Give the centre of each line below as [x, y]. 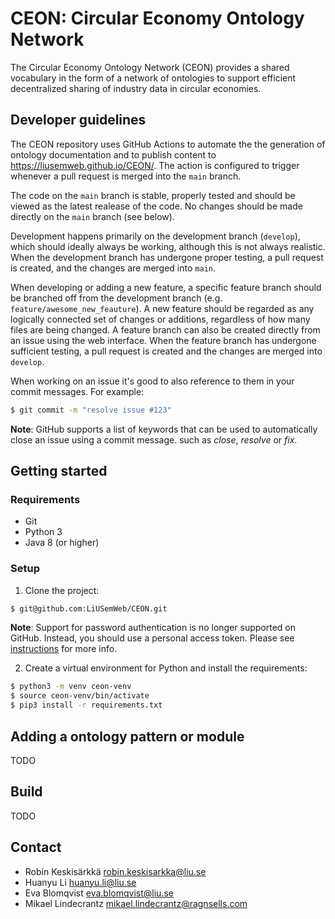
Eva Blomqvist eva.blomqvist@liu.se [99, 893]
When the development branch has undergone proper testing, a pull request [167, 257]
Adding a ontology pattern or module [127, 736]
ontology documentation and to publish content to [113, 154]
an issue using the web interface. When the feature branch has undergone [163, 340]
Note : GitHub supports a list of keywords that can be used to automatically [164, 429]
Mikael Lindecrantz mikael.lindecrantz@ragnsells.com [136, 903]
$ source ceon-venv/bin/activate [80, 696]
